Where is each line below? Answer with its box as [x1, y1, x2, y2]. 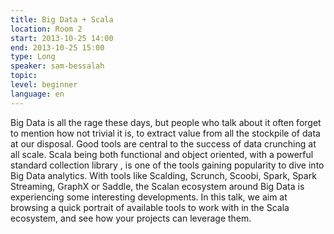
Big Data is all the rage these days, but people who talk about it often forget [10, 116, 322, 128]
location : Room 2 [10, 24, 83, 34]
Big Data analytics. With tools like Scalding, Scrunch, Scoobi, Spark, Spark [10, 169, 317, 181]
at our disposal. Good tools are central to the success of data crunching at [10, 137, 317, 150]
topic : [10, 71, 38, 81]
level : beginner [10, 80, 78, 90]
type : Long [10, 52, 56, 62]
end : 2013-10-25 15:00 [10, 42, 105, 53]
